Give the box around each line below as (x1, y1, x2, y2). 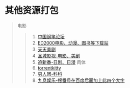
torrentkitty (37, 64, 62, 71)
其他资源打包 (5, 5, 59, 16)
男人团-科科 (37, 71, 62, 77)
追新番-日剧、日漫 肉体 (37, 59, 86, 65)
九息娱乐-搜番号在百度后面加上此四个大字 (37, 77, 125, 83)
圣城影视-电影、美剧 (37, 52, 80, 59)
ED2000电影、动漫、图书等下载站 (37, 39, 109, 46)
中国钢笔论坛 (37, 33, 65, 39)
